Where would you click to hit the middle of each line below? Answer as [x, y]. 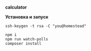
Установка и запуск [27, 17]
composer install [23, 43]
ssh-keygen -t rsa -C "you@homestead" [46, 26]
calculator [16, 7]
